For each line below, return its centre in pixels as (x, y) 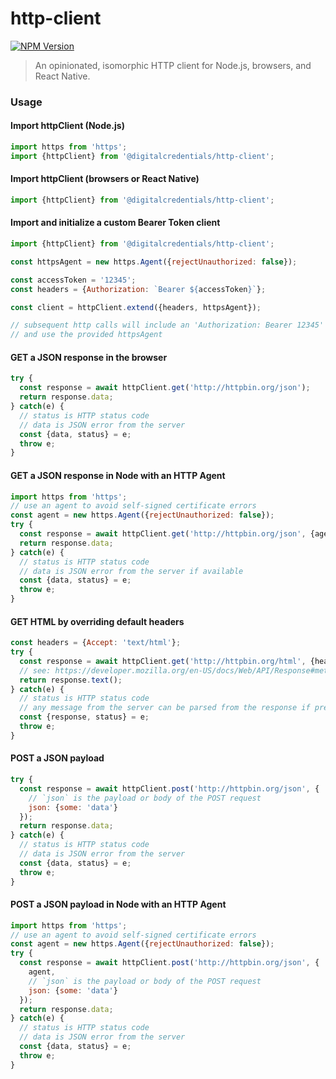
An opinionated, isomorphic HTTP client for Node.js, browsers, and (173, 65)
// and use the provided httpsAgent (86, 335)
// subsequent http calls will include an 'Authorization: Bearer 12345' (167, 325)
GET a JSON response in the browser (89, 357)
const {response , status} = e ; (84, 717)
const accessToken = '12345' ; (73, 280)
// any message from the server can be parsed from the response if (165, 708)
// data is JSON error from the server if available (131, 571)
